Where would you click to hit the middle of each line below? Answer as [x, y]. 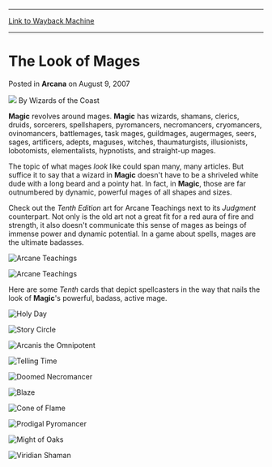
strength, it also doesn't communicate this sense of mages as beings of [127, 225]
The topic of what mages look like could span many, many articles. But [126, 166]
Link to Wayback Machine [51, 21]
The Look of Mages [74, 61]
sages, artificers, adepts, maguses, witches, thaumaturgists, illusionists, [128, 142]
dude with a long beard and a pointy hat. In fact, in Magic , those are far [127, 183]
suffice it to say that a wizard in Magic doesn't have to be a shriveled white [134, 174]
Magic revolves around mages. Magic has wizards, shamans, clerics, [124, 116]
